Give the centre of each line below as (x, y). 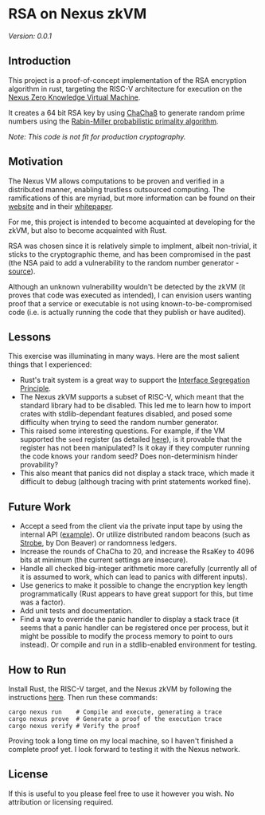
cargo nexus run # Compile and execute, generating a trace (115, 712)
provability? (39, 465)
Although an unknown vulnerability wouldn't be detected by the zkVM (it (127, 286)
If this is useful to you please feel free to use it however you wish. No (121, 793)
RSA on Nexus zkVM (78, 14)
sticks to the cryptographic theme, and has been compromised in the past (129, 254)
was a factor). (43, 602)
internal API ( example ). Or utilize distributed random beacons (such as (135, 534)
